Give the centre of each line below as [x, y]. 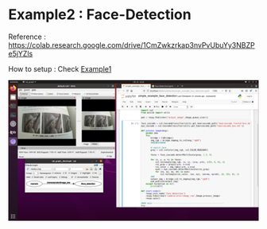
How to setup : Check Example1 [60, 68]
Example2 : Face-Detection [100, 15]
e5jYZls [21, 53]
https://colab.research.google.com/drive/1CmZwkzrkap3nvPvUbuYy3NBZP [132, 45]
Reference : [27, 37]
